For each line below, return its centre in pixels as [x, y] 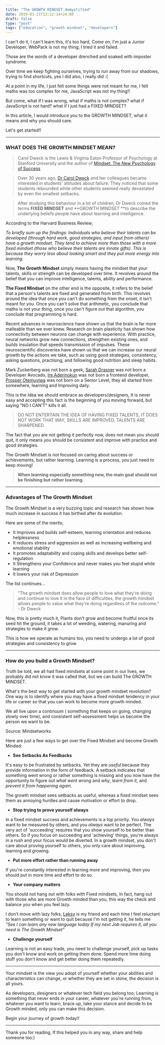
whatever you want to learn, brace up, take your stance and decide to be [79, 1004]
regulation [23, 558]
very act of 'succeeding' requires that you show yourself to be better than [80, 830]
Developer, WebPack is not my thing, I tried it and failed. [62, 47]
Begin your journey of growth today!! [43, 1018]
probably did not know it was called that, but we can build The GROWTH [79, 677]
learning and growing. [28, 851]
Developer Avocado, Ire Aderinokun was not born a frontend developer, [78, 375]
